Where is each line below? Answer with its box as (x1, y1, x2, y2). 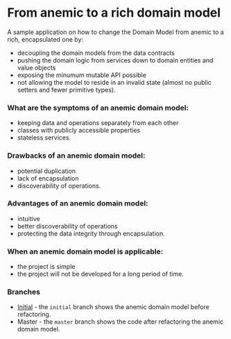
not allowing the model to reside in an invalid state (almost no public (17, 78, 212, 86)
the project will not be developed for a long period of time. (17, 270, 184, 279)
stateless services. (17, 133, 71, 142)
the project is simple (17, 263, 76, 271)
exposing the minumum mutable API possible (17, 71, 147, 79)
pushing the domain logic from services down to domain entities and (17, 56, 214, 64)
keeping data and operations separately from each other (17, 119, 179, 127)
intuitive (17, 214, 40, 223)
